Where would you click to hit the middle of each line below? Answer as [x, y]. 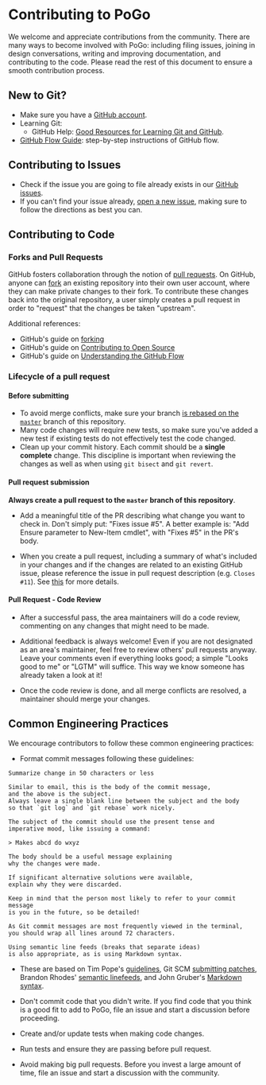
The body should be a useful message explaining [90, 857]
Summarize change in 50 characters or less [81, 773]
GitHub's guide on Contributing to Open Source [97, 348]
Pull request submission [49, 482]
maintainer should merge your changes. [85, 698]
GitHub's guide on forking [62, 339]
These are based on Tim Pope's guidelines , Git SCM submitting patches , [138, 969]
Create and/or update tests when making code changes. [112, 1033]
